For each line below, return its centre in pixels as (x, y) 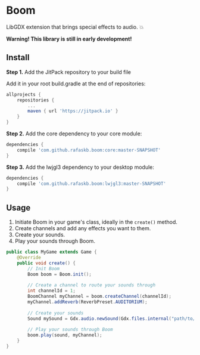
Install (18, 58)
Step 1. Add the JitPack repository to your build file (68, 72)
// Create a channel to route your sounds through (92, 285)
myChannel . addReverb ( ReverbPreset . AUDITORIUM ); (87, 302)
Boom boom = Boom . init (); (60, 274)
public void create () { (46, 263)
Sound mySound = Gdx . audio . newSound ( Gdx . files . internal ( (99, 319)
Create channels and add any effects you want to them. (83, 229)
